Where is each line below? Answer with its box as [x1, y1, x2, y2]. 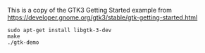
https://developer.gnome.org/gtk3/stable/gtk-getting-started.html [7, 13, 198, 22]
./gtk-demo [7, 39, 39, 46]
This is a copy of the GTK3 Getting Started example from [7, 6, 173, 14]
